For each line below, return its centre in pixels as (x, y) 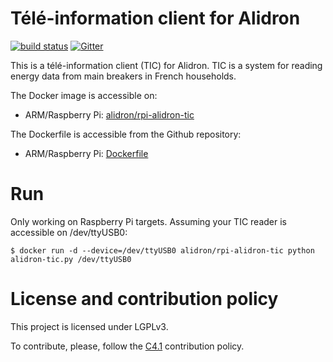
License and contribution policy (144, 299)
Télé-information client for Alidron (155, 18)
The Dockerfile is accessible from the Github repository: (126, 134)
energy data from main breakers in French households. (123, 76)
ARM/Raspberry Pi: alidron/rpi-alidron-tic (109, 114)
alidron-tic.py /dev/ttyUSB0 (71, 259)
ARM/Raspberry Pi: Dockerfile (86, 153)
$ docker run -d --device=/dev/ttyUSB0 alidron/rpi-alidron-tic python (162, 250)
